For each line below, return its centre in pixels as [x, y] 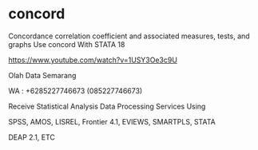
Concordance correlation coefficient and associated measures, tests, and [129, 36]
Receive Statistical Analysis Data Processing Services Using [107, 106]
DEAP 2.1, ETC [32, 137]
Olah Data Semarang [42, 75]
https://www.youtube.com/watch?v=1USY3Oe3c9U [93, 60]
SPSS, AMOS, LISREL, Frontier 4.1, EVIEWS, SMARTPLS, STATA [112, 121]
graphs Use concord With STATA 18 [67, 44]
